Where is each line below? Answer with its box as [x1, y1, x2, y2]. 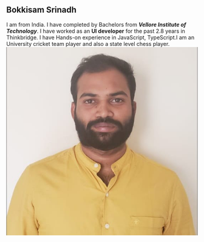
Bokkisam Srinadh [6, 5, 77, 15]
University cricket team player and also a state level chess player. [6, 40, 170, 47]
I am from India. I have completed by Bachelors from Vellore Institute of [6, 21, 186, 28]
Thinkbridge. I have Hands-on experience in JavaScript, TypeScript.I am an [6, 33, 195, 41]
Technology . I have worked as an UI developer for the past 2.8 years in [6, 27, 185, 34]
